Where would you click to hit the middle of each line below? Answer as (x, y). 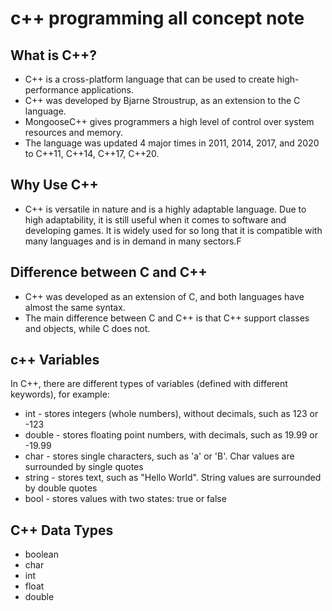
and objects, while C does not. (87, 328)
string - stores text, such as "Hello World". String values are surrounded (173, 478)
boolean (41, 554)
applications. (108, 90)
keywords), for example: (60, 394)
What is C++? (53, 55)
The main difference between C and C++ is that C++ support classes (167, 318)
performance (52, 90)
